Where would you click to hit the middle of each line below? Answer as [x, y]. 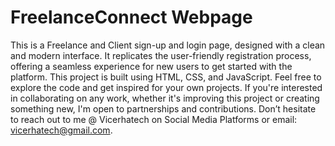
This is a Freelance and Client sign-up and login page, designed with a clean [168, 45]
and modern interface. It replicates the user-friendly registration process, [161, 55]
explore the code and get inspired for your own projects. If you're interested [166, 87]
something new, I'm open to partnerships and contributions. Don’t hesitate [163, 108]
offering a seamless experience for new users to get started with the [151, 66]
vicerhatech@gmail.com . [61, 130]
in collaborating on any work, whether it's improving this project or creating [165, 98]
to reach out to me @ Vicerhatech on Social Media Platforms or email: [154, 119]
